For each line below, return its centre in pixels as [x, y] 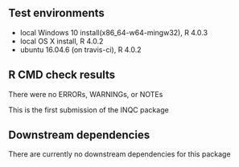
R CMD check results [62, 75]
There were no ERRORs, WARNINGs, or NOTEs [86, 94]
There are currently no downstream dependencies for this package [119, 154]
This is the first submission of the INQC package [89, 110]
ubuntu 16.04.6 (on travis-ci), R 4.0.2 [81, 49]
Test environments [56, 13]
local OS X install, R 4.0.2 [62, 41]
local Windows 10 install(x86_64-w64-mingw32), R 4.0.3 [113, 32]
